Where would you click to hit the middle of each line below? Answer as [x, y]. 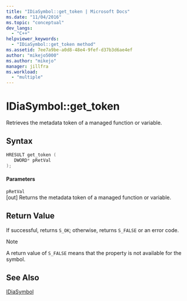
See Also [23, 277]
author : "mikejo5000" [33, 55]
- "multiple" [27, 77]
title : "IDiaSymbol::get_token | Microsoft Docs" [68, 11]
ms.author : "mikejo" [31, 61]
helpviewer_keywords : [33, 39]
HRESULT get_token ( [31, 155]
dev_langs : [19, 28]
